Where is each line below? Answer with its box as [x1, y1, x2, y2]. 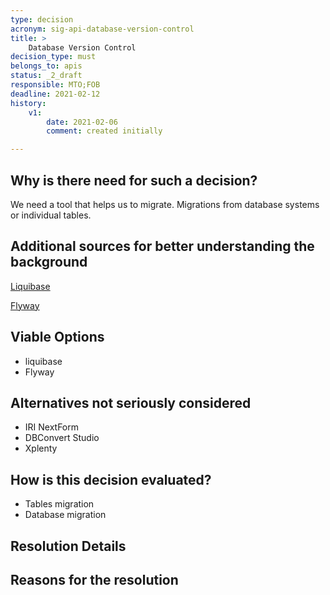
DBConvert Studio [24, 432, 100, 444]
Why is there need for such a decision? [10, 172, 258, 189]
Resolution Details [10, 537, 127, 555]
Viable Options [10, 329, 105, 346]
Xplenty [24, 442, 58, 455]
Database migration [24, 509, 107, 521]
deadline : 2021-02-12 [10, 89, 101, 99]
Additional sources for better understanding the [10, 238, 315, 255]
